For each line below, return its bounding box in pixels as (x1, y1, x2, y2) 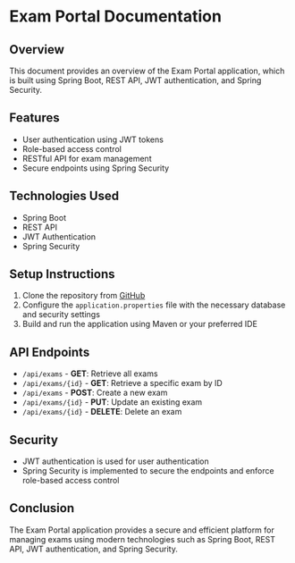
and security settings (21, 309, 101, 320)
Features (9, 110, 60, 126)
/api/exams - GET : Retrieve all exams (21, 368, 158, 379)
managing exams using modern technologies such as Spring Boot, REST (9, 534, 275, 544)
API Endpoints (9, 344, 90, 359)
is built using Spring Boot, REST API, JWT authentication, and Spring (9, 75, 262, 86)
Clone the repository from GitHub (21, 290, 146, 301)
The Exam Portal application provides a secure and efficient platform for (9, 525, 275, 535)
